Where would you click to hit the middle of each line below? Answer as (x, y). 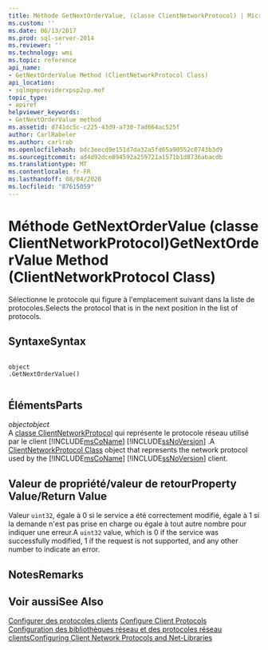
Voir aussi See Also (56, 602)
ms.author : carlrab (41, 142)
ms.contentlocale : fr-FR (49, 172)
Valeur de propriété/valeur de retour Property (122, 483)
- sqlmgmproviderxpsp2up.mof (57, 90)
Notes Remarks (46, 574)
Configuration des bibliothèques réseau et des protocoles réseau (115, 629)
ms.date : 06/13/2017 (43, 30)
